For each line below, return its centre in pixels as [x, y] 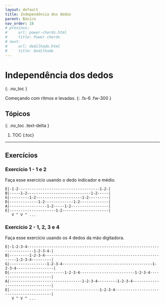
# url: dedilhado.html [33, 46]
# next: [13, 42]
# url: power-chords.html [36, 32]
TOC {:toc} [23, 135]
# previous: [17, 28]
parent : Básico [21, 19]
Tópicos [18, 114]
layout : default [22, 10]
